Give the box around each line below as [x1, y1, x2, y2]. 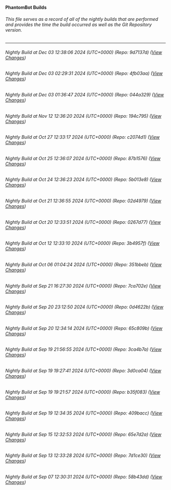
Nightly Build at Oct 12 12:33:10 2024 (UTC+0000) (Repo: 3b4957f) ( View [5, 240, 160, 246]
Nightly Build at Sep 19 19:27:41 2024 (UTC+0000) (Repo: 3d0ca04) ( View [5, 367, 161, 374]
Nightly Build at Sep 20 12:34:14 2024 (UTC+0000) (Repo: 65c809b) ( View [5, 325, 163, 331]
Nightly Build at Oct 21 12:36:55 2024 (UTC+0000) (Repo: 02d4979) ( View [5, 198, 162, 204]
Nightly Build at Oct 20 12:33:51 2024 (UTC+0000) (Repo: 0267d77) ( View [5, 219, 161, 225]
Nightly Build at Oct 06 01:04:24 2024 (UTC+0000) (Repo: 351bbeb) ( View [5, 261, 162, 267]
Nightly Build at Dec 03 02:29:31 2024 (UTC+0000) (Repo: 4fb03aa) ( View [5, 70, 163, 76]
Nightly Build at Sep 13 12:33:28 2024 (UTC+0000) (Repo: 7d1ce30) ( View [5, 452, 161, 458]
